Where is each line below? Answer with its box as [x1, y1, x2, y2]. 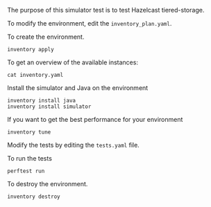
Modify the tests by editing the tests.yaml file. [7, 141, 140, 149]
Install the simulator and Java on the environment [7, 84, 149, 92]
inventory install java [7, 97, 76, 104]
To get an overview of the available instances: [7, 58, 139, 66]
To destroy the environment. [7, 180, 88, 188]
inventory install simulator [7, 103, 92, 110]
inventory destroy [7, 193, 60, 200]
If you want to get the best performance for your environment [7, 116, 183, 123]
